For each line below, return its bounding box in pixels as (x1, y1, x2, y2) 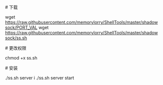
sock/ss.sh (5, 35, 27, 41)
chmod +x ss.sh (5, 55, 38, 60)
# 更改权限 (5, 45, 27, 51)
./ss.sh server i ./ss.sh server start (5, 75, 75, 81)
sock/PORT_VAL (5, 25, 38, 30)
